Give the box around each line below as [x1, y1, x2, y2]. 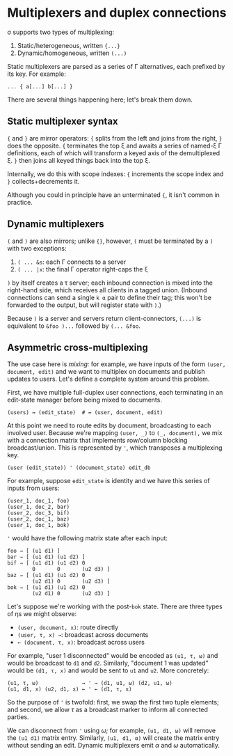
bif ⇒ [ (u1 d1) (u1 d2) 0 [7, 560, 86, 567]
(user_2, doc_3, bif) [7, 510, 70, 517]
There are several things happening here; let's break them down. [7, 95, 193, 104]
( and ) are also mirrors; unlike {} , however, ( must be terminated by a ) [7, 237, 214, 245]
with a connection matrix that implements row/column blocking [7, 436, 188, 445]
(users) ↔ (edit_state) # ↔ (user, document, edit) [7, 409, 163, 416]
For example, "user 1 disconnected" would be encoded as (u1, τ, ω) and [7, 652, 218, 660]
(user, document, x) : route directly [17, 623, 119, 631]
